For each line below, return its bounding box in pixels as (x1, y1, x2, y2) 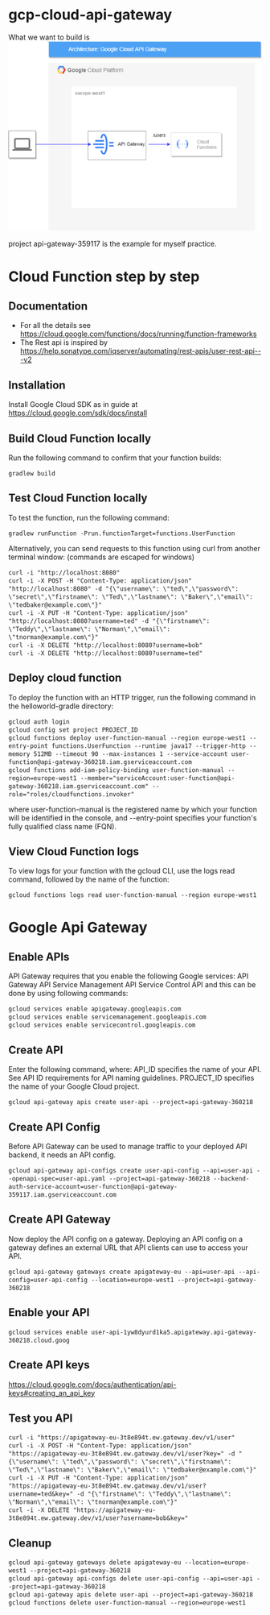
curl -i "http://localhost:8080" (8, 568, 121, 577)
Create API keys (8, 1358, 90, 1372)
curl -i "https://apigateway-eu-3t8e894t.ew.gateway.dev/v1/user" (8, 1434, 235, 1442)
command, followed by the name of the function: (8, 874, 170, 884)
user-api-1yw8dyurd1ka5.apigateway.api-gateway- (91, 1328, 257, 1336)
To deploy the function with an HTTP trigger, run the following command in (8, 692, 256, 702)
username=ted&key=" (8, 1490, 74, 1498)
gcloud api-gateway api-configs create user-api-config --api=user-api (8, 1167, 253, 1175)
